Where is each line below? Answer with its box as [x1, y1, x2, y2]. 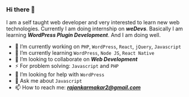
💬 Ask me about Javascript [14, 77, 82, 85]
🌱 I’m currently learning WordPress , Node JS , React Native [14, 49, 155, 57]
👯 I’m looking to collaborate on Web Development [14, 56, 138, 63]
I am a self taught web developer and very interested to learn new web [6, 19, 180, 26]
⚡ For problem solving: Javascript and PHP [14, 62, 119, 70]
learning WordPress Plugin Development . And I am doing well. [6, 32, 161, 39]
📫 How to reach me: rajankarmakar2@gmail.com [14, 84, 141, 91]
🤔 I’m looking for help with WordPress [14, 71, 105, 78]
